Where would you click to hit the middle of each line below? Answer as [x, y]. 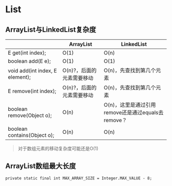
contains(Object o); [31, 135]
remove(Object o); [30, 115]
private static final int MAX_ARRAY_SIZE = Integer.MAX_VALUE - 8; [79, 178]
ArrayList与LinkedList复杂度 [51, 29]
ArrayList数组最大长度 [41, 166]
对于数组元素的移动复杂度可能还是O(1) [58, 148]
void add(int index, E [33, 71]
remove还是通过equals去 [134, 112]
